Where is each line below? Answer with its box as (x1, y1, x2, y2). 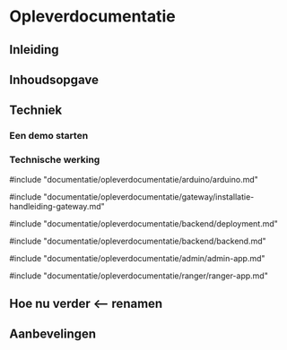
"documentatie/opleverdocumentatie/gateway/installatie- (43, 191, 255, 202)
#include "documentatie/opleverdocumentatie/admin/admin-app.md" (9, 252, 266, 263)
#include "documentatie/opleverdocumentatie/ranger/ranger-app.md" (9, 270, 269, 281)
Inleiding (9, 42, 60, 57)
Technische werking (9, 154, 100, 166)
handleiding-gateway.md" (9, 201, 105, 211)
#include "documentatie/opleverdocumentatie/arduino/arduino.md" (9, 174, 258, 184)
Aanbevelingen (9, 327, 97, 342)
